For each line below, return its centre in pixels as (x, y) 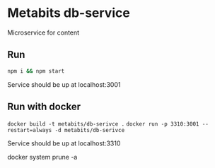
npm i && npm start (36, 71)
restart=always (30, 131)
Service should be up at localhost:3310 (64, 143)
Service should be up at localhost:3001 (64, 84)
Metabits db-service (69, 13)
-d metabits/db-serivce (90, 131)
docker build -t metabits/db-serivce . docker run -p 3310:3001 (103, 124)
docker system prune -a (42, 157)
